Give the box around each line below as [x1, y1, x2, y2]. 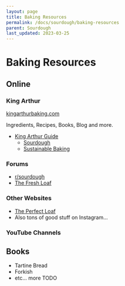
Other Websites [6, 194, 52, 203]
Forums [6, 160, 29, 168]
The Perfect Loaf [14, 207, 56, 214]
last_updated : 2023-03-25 [6, 31, 69, 36]
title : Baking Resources [6, 14, 67, 20]
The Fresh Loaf [14, 180, 52, 187]
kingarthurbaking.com [6, 110, 60, 117]
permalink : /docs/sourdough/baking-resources [6, 19, 119, 25]
